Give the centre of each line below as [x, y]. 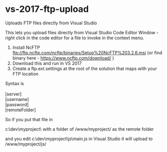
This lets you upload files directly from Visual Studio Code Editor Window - [82, 32]
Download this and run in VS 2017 [47, 63]
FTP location [25, 74]
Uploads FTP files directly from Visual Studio [51, 23]
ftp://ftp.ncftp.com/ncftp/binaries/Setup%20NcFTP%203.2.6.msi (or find [87, 53]
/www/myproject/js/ [26, 144]
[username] [17, 99]
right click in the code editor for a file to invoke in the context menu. [75, 38]
